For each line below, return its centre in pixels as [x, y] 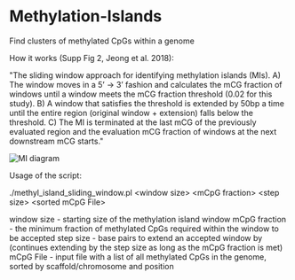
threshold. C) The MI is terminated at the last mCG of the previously [133, 122]
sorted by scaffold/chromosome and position [92, 266]
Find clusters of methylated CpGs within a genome [102, 41]
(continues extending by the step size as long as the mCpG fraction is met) [146, 247]
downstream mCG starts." [56, 141]
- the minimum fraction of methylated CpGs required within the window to [144, 229]
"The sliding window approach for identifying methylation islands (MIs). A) [145, 75]
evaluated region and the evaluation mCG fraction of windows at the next [143, 131]
